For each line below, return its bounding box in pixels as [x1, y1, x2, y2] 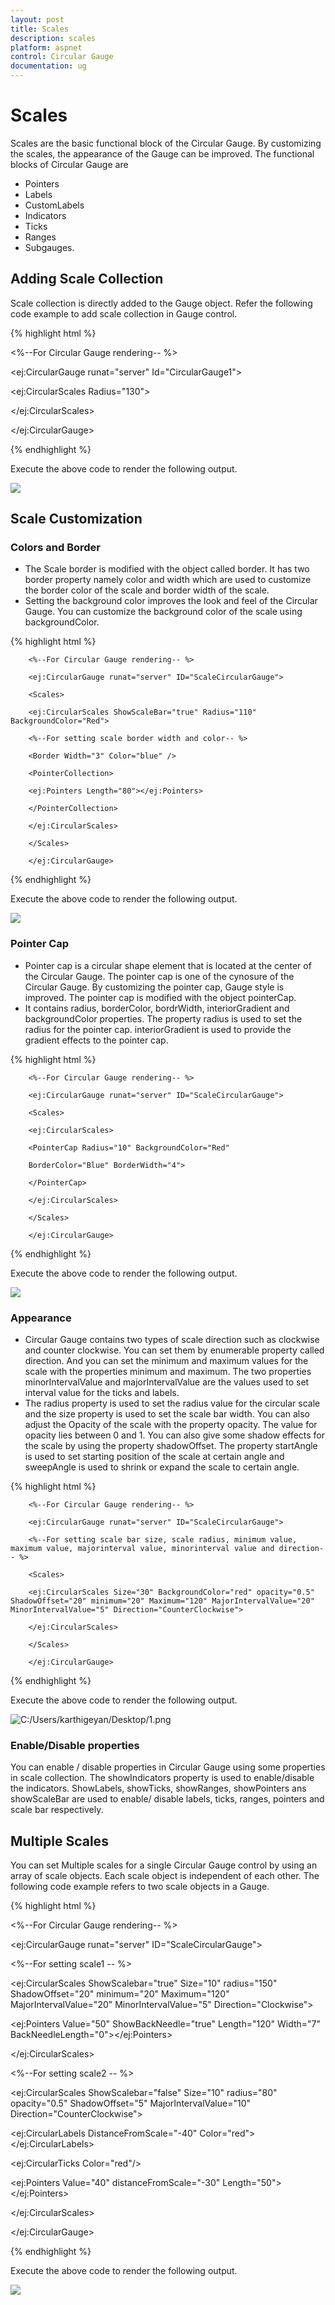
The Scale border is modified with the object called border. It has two [24, 563, 310, 575]
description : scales [10, 33, 97, 43]
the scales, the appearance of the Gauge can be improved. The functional [10, 147, 315, 160]
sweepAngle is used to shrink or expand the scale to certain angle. [24, 1461, 300, 1473]
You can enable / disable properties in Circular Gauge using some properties [10, 1761, 326, 1773]
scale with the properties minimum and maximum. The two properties [24, 1366, 312, 1378]
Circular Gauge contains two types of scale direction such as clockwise [24, 1334, 320, 1346]
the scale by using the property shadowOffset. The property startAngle [24, 1440, 318, 1452]
